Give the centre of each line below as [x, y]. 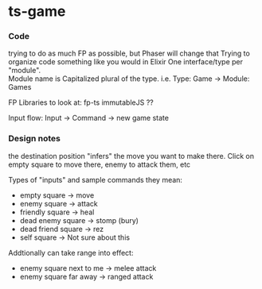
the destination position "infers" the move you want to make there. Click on [131, 156]
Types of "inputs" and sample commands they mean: [96, 179]
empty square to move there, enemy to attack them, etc [100, 164]
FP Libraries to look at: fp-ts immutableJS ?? [81, 102]
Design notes [35, 139]
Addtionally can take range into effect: [71, 252]
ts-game [37, 12]
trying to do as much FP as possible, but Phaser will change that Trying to [129, 53]
